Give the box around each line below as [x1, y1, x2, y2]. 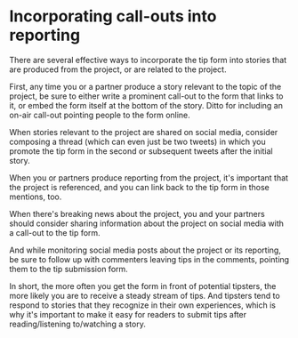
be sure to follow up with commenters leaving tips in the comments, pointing [9, 253, 290, 264]
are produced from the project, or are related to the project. [9, 64, 227, 75]
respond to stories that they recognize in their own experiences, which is [9, 300, 277, 310]
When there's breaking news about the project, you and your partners [9, 208, 265, 219]
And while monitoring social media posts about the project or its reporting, [9, 245, 282, 255]
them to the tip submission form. [9, 263, 129, 274]
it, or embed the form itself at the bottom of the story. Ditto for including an [9, 100, 283, 110]
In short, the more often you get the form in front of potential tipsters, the [9, 280, 277, 291]
